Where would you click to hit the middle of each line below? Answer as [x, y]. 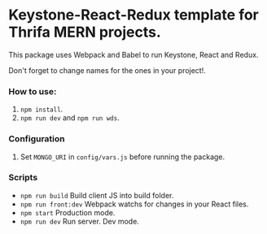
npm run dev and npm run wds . [70, 118]
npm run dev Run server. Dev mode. [80, 221]
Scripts [23, 178]
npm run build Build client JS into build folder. [97, 195]
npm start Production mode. [68, 212]
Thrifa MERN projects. [85, 32]
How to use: [33, 91]
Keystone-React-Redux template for [133, 15]
